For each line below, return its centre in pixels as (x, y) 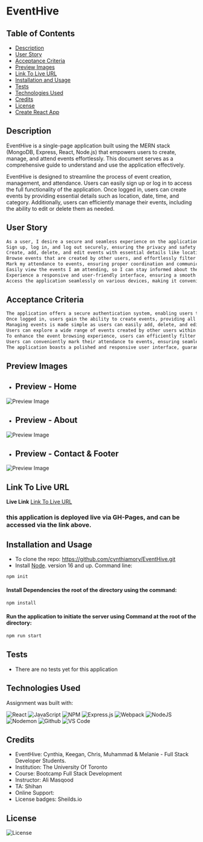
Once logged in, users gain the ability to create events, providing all (101, 319)
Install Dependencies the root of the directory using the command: (92, 590)
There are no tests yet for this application (66, 669)
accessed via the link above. (49, 525)
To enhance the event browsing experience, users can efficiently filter (101, 336)
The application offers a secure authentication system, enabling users (100, 313)
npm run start (24, 636)
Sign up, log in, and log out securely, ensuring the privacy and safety (101, 247)
